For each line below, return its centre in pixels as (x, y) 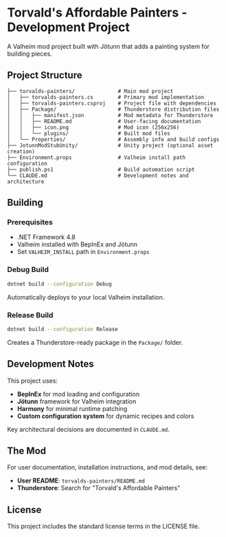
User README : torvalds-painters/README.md (81, 481)
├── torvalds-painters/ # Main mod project (90, 91)
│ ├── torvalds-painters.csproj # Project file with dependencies (112, 103)
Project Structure (45, 75)
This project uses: (33, 381)
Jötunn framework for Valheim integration (77, 401)
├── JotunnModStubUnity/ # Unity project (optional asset (110, 145)
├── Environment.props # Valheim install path (97, 157)
